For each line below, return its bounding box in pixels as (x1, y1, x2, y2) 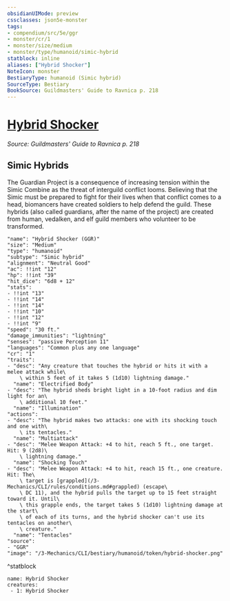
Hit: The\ (7, 471, 36, 478)
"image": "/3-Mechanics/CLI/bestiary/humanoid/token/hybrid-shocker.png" (7, 550, 224, 557)
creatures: (7, 581, 39, 588)
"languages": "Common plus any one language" (7, 344, 140, 351)
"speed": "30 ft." (7, 326, 60, 333)
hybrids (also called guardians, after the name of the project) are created (7, 207, 213, 216)
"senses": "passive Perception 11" (7, 338, 109, 345)
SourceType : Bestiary (7, 81, 70, 88)
